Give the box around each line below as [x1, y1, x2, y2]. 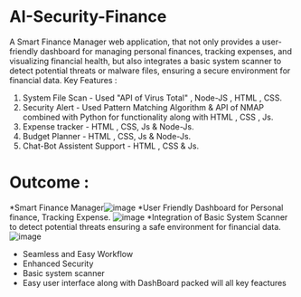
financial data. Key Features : [9, 74, 118, 85]
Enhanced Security [22, 258, 94, 269]
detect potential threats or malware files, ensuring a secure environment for [9, 65, 291, 76]
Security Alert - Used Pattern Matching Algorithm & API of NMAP [22, 101, 265, 112]
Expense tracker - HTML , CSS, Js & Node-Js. [22, 120, 194, 132]
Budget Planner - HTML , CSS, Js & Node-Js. [22, 130, 192, 141]
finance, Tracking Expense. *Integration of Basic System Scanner [9, 211, 288, 223]
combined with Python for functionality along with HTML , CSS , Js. [22, 111, 274, 122]
